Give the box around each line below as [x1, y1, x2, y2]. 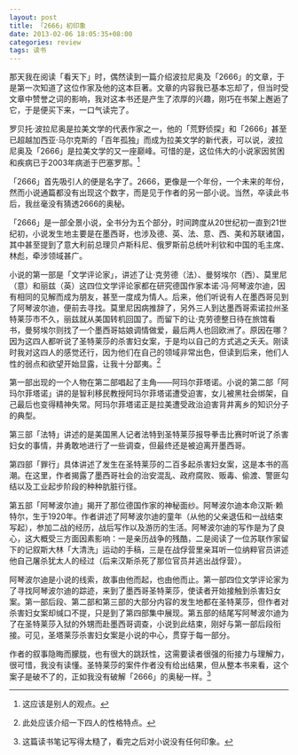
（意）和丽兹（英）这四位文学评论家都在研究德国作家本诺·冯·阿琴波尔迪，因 [9, 280, 286, 291]
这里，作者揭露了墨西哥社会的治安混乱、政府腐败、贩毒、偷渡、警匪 [32, 470, 281, 481]
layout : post [9, 12, 58, 22]
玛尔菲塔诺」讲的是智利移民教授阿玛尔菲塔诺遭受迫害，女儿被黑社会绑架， [9, 388, 281, 399]
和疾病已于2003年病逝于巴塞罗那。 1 [9, 156, 140, 168]
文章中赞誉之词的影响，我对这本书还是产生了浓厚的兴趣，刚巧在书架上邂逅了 [9, 94, 289, 105]
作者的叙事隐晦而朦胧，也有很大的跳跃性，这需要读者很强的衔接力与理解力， [9, 649, 289, 659]
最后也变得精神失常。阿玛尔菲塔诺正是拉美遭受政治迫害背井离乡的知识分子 [16, 399, 289, 410]
